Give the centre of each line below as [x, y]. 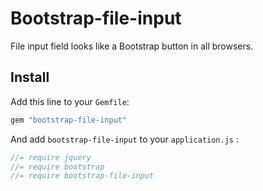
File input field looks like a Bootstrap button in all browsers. [132, 46]
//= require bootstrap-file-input [82, 176]
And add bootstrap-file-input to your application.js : [124, 139]
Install [30, 77]
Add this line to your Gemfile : [70, 101]
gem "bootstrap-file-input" [69, 120]
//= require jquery [51, 157]
